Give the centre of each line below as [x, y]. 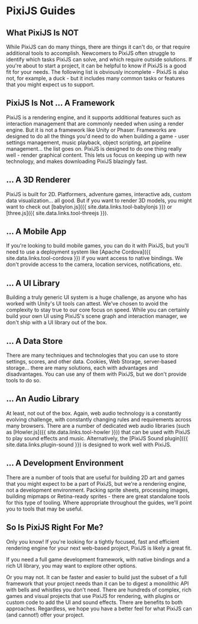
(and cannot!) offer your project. [45, 615]
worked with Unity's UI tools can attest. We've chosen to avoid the [87, 304]
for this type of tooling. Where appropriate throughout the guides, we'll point [99, 502]
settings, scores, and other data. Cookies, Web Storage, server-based [91, 362]
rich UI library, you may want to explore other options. [72, 565]
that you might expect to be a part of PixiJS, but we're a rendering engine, [96, 483]
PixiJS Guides [41, 11]
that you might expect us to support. [50, 84]
